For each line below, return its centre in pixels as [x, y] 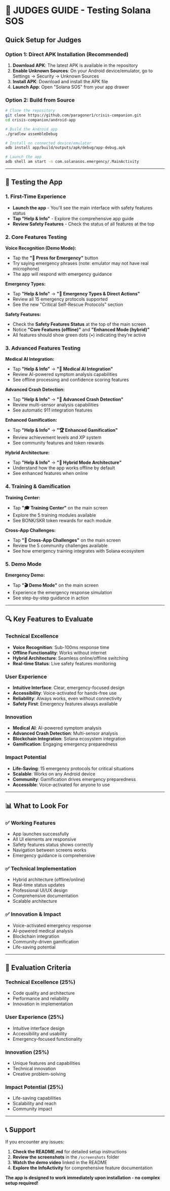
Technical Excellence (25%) [40, 982]
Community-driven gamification [46, 941]
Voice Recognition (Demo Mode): [41, 248]
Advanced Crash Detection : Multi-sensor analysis [65, 733]
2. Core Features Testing [36, 237]
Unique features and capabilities [46, 1063]
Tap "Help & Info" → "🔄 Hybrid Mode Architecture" [67, 463]
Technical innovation [34, 1069]
